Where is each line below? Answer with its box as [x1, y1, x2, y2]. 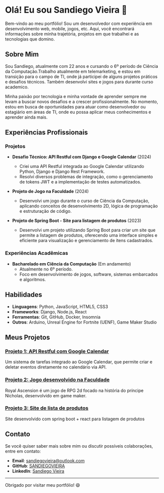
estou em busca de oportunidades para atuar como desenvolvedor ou [5, 103, 146, 109]
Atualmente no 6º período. [19, 266, 73, 272]
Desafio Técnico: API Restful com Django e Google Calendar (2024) [12, 154, 151, 160]
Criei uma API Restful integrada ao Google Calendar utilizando [19, 164, 144, 169]
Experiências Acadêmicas [5, 250, 68, 257]
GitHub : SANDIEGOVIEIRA [12, 463, 65, 469]
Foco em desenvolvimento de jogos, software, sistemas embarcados [19, 271, 158, 277]
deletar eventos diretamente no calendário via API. [5, 364, 107, 370]
